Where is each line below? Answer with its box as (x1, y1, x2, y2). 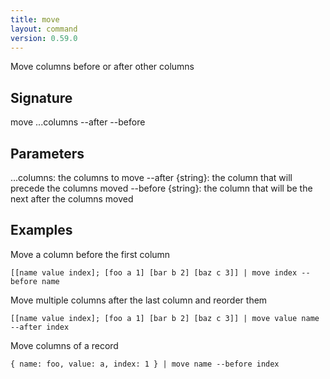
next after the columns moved (10, 193, 134, 205)
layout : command (10, 24, 78, 34)
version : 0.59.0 (10, 33, 78, 43)
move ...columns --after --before (10, 116, 146, 128)
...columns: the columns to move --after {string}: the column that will (10, 172, 293, 183)
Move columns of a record (10, 339, 119, 351)
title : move (10, 14, 60, 25)
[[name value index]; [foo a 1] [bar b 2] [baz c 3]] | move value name (10, 313, 320, 323)
